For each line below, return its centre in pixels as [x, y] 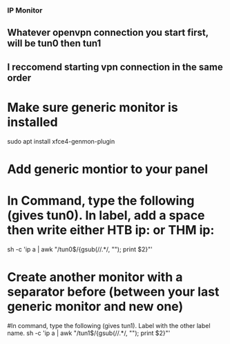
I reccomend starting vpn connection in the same [115, 67]
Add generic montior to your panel [108, 169]
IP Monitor [25, 10]
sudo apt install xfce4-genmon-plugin [61, 141]
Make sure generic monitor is [93, 107]
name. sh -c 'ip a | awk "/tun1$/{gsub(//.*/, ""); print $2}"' [89, 333]
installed [32, 122]
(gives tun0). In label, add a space [106, 216]
